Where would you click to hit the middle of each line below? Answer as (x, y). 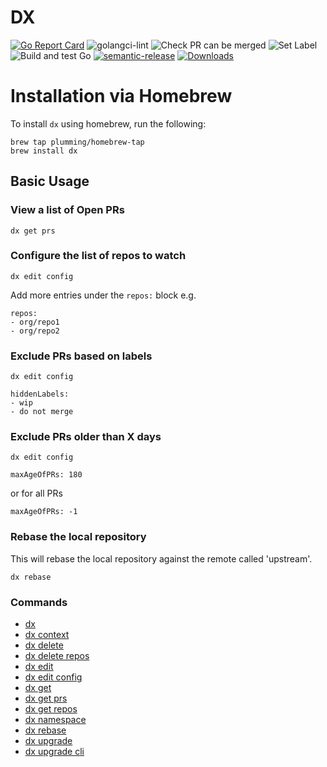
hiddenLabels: (40, 394)
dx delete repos (57, 656)
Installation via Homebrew (121, 96)
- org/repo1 (35, 322)
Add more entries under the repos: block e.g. (103, 295)
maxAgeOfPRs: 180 (46, 475)
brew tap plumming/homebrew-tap (77, 142)
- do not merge (42, 412)
